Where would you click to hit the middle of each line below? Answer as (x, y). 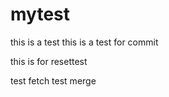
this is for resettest (49, 61)
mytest (40, 14)
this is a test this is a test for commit (84, 42)
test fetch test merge (53, 80)
